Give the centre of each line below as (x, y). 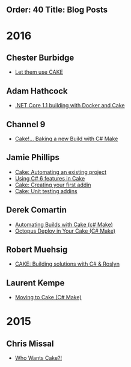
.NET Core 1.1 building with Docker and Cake (70, 106)
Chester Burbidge (40, 57)
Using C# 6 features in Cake (50, 178)
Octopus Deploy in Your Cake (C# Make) (65, 231)
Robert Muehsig (37, 250)
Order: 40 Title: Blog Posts (57, 10)
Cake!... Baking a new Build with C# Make (66, 139)
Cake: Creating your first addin (53, 185)
